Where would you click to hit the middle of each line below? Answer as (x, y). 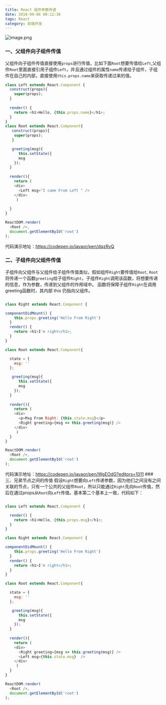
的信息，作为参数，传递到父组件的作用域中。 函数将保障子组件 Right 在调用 (81, 284)
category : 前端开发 (24, 24)
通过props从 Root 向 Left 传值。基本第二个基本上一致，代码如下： (79, 493)
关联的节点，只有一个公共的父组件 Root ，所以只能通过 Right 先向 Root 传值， (81, 486)
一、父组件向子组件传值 (33, 51)
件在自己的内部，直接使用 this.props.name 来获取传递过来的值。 (70, 75)
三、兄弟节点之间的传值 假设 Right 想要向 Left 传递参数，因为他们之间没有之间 (83, 480)
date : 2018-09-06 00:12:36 (33, 14)
